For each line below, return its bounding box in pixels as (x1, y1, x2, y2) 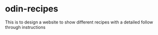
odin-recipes (5, 3, 58, 14)
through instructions (5, 24, 46, 30)
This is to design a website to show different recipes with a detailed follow (5, 19, 153, 25)
